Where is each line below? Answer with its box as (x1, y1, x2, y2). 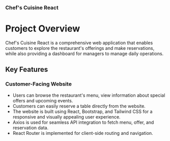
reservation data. (12, 124, 49, 131)
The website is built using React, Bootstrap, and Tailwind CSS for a (12, 108, 153, 115)
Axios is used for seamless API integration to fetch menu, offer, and (12, 119, 154, 125)
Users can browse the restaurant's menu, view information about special (12, 92, 165, 98)
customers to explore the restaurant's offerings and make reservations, (5, 45, 155, 51)
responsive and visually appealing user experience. (12, 114, 121, 120)
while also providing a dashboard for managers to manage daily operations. (5, 50, 164, 57)
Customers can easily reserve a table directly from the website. (12, 103, 146, 109)
